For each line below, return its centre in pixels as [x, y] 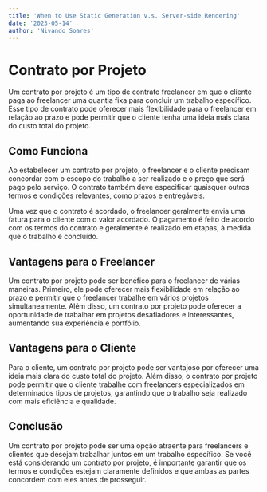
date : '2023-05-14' [41, 23]
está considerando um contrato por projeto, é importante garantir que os [128, 462]
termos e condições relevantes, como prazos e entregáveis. [107, 195]
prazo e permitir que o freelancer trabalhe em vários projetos [108, 297]
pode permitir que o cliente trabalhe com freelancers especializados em [126, 384]
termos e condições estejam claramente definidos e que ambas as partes [129, 470]
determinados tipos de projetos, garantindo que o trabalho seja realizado [128, 392]
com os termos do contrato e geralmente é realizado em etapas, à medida [130, 228]
